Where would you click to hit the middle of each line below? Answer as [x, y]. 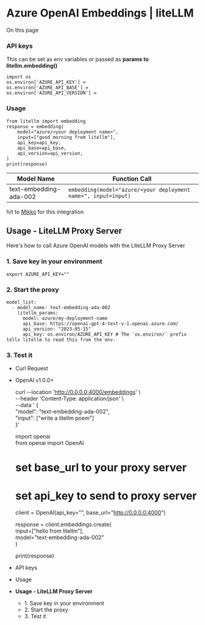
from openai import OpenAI [49, 443]
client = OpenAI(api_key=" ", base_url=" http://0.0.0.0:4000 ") [90, 513]
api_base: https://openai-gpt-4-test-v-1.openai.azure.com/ [100, 324]
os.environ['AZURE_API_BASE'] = [47, 88]
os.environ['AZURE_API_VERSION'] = [52, 93]
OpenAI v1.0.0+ [34, 380]
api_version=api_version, [50, 153]
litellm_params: [38, 313]
